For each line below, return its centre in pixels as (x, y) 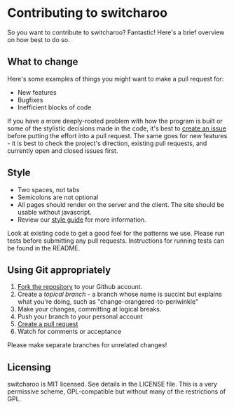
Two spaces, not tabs (48, 189)
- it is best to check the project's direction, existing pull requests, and (107, 143)
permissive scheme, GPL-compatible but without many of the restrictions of (117, 391)
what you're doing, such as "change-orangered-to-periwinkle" (108, 302)
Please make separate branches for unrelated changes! (87, 345)
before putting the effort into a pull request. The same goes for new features (117, 135)
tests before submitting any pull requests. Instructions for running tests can (116, 241)
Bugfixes (30, 100)
